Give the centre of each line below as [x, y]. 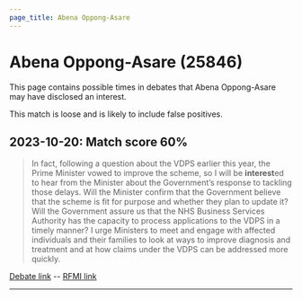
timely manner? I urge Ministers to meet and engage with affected [153, 231]
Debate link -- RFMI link [53, 277]
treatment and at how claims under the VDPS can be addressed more [160, 250]
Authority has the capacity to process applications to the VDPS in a [155, 221]
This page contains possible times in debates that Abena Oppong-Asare [143, 87]
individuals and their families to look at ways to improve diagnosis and [161, 240]
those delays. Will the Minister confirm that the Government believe [156, 192]
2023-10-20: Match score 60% [99, 141]
